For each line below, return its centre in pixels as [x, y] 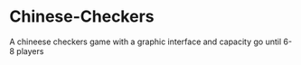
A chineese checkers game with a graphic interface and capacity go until [146, 42]
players [30, 51]
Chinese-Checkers [82, 17]
